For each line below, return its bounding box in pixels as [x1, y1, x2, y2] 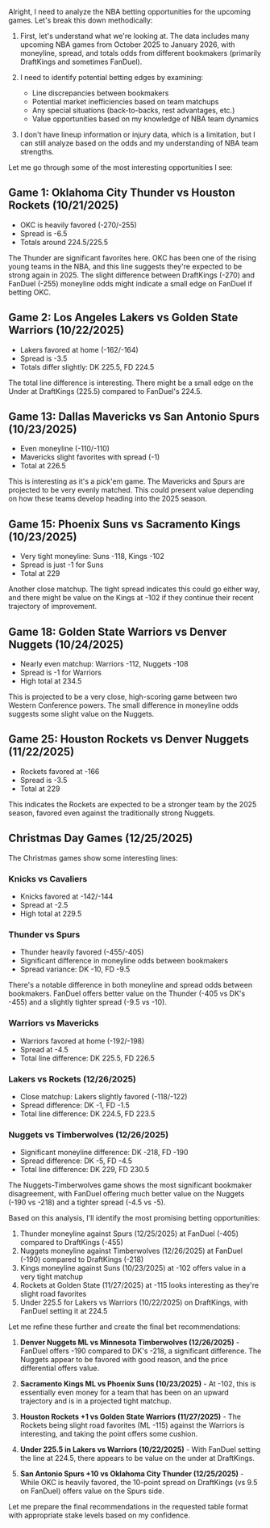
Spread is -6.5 [19, 228, 68, 238]
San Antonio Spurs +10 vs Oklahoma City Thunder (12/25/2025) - [19, 1469, 244, 1479]
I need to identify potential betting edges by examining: [19, 73, 204, 82]
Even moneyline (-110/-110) [19, 444, 110, 454]
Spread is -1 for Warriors [19, 667, 102, 678]
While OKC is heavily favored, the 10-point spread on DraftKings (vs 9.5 [19, 1478, 258, 1488]
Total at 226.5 [19, 461, 66, 471]
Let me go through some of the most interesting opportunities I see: [8, 163, 233, 172]
